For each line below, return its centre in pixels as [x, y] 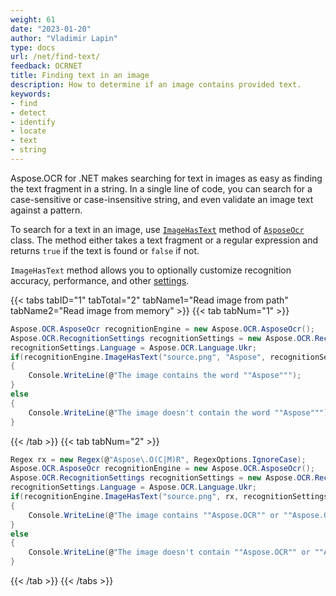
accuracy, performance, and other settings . [100, 280]
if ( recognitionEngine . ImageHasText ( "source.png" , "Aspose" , [138, 357]
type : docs [33, 47]
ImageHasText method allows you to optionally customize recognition [151, 270]
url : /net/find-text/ [55, 57]
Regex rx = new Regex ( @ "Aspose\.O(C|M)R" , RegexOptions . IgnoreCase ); [158, 459]
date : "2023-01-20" [51, 29]
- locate [28, 131]
